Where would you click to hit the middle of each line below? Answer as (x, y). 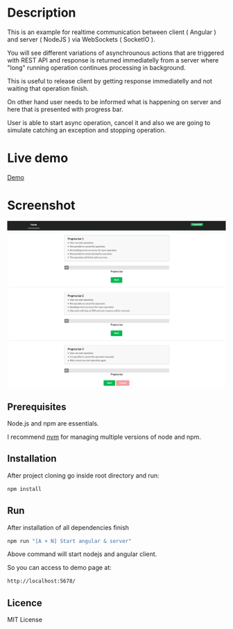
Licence (25, 603)
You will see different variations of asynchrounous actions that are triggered (115, 53)
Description (42, 13)
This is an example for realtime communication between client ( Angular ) (112, 32)
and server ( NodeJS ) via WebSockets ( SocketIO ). (81, 39)
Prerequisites (37, 406)
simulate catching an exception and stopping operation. (87, 130)
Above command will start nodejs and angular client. (82, 554)
